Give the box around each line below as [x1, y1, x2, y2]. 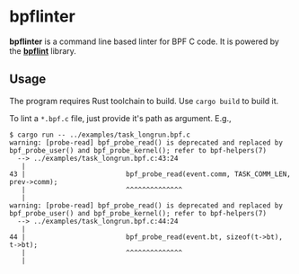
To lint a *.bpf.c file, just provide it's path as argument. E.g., [9, 112, 232, 123]
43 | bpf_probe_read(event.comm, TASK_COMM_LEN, [9, 169, 292, 179]
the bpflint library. [9, 45, 76, 56]
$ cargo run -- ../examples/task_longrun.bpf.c [9, 130, 191, 139]
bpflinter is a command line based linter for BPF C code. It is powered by [9, 36, 280, 47]
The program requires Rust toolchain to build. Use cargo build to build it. [9, 95, 279, 106]
